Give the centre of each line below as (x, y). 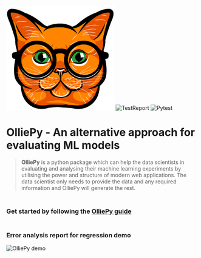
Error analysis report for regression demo (69, 235)
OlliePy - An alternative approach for (101, 133)
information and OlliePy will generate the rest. (78, 188)
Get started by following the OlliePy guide (69, 211)
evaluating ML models (63, 145)
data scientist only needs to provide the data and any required (99, 182)
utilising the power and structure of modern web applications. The (104, 175)
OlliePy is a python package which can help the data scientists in (103, 162)
